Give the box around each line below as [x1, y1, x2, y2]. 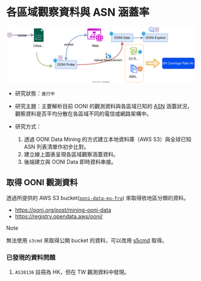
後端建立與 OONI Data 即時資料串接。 [23, 158, 117, 165]
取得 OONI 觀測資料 [6, 177, 78, 187]
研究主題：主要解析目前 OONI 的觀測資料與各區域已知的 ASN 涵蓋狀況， [14, 102, 193, 110]
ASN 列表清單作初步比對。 [23, 143, 89, 150]
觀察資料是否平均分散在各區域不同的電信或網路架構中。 [14, 110, 152, 117]
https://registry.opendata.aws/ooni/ [14, 213, 103, 220]
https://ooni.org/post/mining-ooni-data [14, 206, 112, 214]
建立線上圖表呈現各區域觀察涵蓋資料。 [23, 150, 119, 158]
